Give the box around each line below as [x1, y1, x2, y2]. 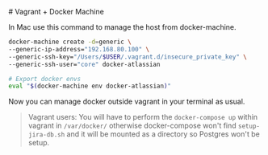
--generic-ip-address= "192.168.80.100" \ [8, 45, 150, 53]
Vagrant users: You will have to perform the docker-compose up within [27, 112, 258, 122]
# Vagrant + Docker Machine [8, 7, 105, 16]
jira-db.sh [27, 131, 65, 139]
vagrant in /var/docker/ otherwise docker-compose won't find [27, 120, 237, 131]
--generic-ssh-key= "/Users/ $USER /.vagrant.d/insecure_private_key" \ [8, 52, 248, 61]
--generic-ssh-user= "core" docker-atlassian [8, 60, 161, 68]
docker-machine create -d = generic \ [8, 38, 132, 46]
